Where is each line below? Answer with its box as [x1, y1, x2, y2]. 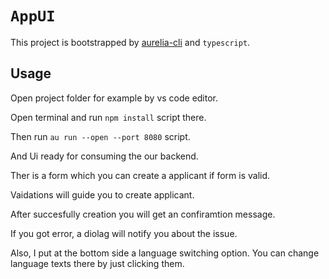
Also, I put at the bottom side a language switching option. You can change [10, 247, 320, 259]
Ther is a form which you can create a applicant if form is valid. [10, 169, 271, 181]
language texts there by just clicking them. [10, 257, 185, 269]
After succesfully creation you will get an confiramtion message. [10, 208, 276, 220]
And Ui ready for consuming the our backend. [10, 150, 199, 162]
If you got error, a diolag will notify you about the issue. [10, 227, 238, 239]
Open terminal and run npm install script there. [10, 111, 207, 123]
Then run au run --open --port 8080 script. [10, 130, 191, 142]
